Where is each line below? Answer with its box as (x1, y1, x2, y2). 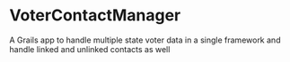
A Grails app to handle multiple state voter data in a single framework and (9, 35, 281, 45)
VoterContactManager (9, 5, 181, 26)
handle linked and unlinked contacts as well (9, 43, 171, 54)
